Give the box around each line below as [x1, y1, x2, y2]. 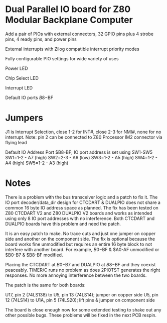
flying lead [5, 139, 27, 145]
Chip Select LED [5, 75, 39, 81]
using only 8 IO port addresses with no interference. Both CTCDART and [5, 215, 155, 222]
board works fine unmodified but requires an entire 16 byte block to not [5, 241, 152, 247]
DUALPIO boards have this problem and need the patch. [5, 221, 121, 227]
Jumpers [5, 112, 44, 124]
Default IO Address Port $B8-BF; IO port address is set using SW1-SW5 [5, 149, 153, 155]
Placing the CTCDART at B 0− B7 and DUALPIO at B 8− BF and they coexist [5, 261, 156, 267]
